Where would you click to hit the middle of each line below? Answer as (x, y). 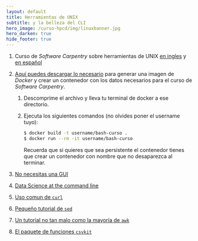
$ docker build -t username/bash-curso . (75, 133)
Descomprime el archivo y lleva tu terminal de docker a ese (96, 98)
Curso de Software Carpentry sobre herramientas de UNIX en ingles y (100, 56)
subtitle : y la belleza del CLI (46, 23)
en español (28, 62)
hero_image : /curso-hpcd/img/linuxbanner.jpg (63, 28)
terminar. (34, 162)
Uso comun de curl (39, 197)
